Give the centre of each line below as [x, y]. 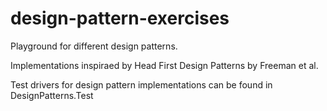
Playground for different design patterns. [94, 46]
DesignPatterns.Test [52, 95]
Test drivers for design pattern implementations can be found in [141, 84]
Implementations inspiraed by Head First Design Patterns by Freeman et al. [164, 65]
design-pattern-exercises [120, 18]
